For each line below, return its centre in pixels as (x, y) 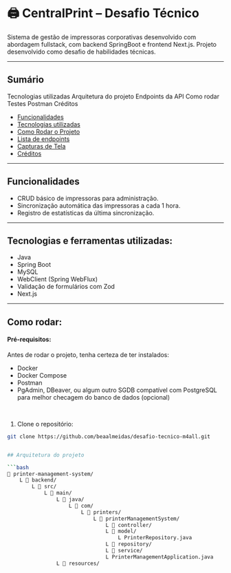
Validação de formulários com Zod (66, 287)
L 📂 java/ (70, 499)
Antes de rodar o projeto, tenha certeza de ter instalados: (88, 354)
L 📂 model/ (121, 531)
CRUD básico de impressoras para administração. (88, 198)
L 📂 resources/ (78, 563)
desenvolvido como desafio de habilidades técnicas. (81, 52)
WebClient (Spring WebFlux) (57, 279)
